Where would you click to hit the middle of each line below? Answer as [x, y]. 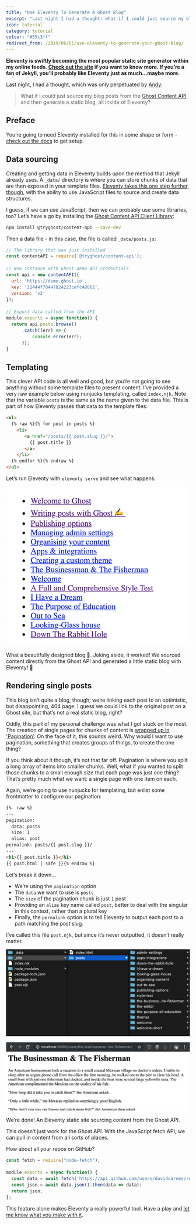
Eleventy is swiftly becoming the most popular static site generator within [97, 61]
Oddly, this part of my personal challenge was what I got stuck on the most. [97, 723]
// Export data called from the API [50, 312]
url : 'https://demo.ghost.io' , [49, 281]
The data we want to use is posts [54, 892]
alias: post [26, 839]
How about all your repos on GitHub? [50, 1148]
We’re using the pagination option [55, 886]
